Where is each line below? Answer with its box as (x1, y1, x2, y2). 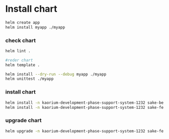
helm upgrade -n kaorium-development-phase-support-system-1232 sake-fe (5, 128, 164, 133)
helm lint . (5, 48, 31, 54)
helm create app (5, 20, 40, 25)
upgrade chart (5, 117, 42, 124)
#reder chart (5, 57, 33, 63)
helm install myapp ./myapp (5, 25, 66, 30)
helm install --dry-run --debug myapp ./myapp (5, 72, 107, 77)
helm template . (5, 62, 40, 67)
